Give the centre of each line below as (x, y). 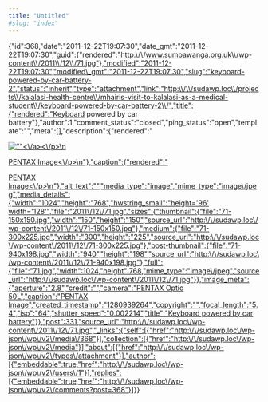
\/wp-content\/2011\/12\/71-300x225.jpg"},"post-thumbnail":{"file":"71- (125, 245)
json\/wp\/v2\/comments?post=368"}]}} (74, 389)
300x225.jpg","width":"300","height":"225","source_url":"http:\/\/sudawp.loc (134, 237)
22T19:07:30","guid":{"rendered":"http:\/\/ (77, 54)
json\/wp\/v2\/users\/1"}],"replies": (65, 372)
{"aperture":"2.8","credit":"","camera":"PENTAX (86, 288)
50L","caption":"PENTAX (48, 296)
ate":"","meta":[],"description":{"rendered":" (81, 131)
